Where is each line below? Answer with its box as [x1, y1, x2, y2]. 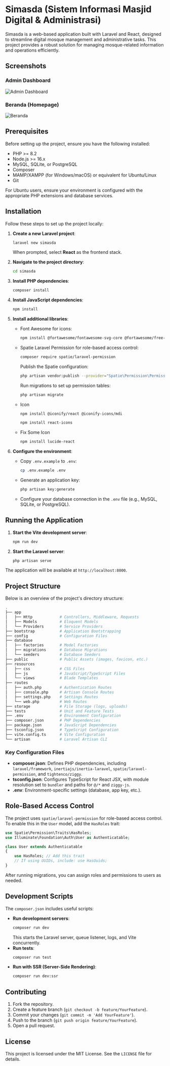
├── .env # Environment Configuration [5, 713, 121, 719]
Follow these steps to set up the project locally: [5, 220, 104, 227]
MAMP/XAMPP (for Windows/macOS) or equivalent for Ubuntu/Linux [12, 172, 157, 178]
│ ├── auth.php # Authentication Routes [5, 685, 112, 690]
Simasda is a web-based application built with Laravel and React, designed [5, 31, 162, 37]
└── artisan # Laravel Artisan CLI [5, 737, 108, 742]
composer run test [12, 955, 52, 960]
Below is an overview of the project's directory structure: [5, 595, 124, 601]
